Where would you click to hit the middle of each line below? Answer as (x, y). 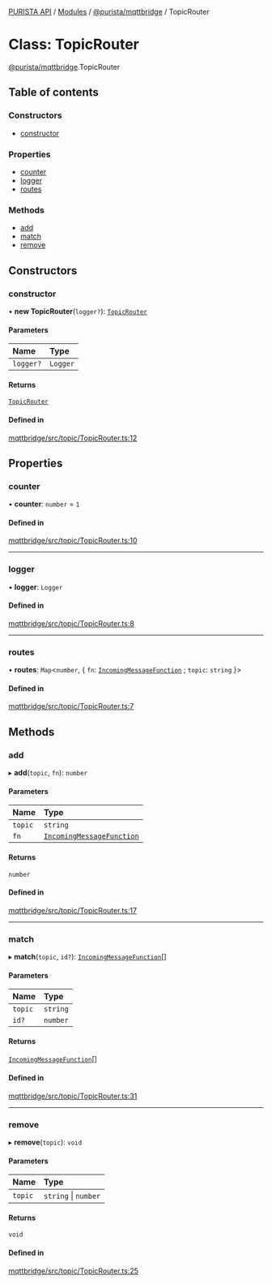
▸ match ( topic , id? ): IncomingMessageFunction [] (88, 957)
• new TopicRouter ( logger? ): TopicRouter (78, 311)
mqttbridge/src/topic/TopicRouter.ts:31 (73, 1096)
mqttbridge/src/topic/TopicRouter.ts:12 (73, 438)
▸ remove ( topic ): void (45, 1142)
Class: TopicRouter (74, 45)
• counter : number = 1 (44, 504)
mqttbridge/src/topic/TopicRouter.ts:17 (73, 910)
